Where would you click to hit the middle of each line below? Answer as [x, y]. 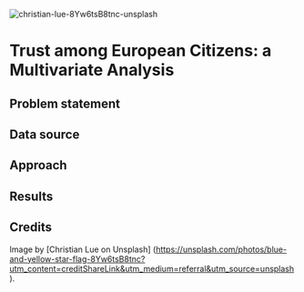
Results [31, 196]
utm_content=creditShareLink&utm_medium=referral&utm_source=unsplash [152, 268]
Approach [38, 165]
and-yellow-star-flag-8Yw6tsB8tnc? [77, 258]
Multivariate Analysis [92, 70]
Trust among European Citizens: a [141, 51]
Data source [45, 134]
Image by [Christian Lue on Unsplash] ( [83, 249]
